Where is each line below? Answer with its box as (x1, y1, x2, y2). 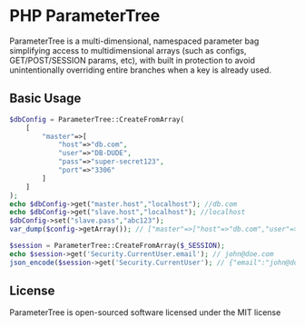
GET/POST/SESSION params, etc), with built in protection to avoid (9, 54, 256, 65)
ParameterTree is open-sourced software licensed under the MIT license (9, 307, 281, 318)
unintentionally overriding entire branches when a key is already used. (9, 64, 272, 75)
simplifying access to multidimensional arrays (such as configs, (9, 45, 247, 55)
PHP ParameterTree (9, 5, 161, 26)
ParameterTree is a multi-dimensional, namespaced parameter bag (9, 35, 260, 46)
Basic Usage (9, 91, 82, 106)
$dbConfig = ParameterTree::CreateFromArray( (9, 114, 184, 124)
